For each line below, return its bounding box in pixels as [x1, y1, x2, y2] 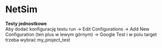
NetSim [5, 4, 37, 15]
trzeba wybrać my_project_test [5, 37, 70, 43]
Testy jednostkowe [5, 20, 47, 27]
